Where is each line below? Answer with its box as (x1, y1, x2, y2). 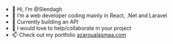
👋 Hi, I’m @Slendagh (11, 6, 63, 12)
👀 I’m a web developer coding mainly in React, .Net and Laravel (11, 12, 167, 19)
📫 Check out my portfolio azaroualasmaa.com (11, 32, 126, 38)
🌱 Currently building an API (11, 18, 79, 25)
